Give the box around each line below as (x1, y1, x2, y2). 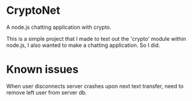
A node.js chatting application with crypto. (6, 23, 112, 31)
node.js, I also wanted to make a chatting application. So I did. (6, 41, 161, 49)
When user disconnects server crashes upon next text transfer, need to (6, 82, 184, 90)
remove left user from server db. (6, 88, 88, 96)
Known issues (6, 63, 78, 76)
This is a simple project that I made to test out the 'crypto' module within (6, 35, 186, 42)
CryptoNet (6, 4, 60, 17)
